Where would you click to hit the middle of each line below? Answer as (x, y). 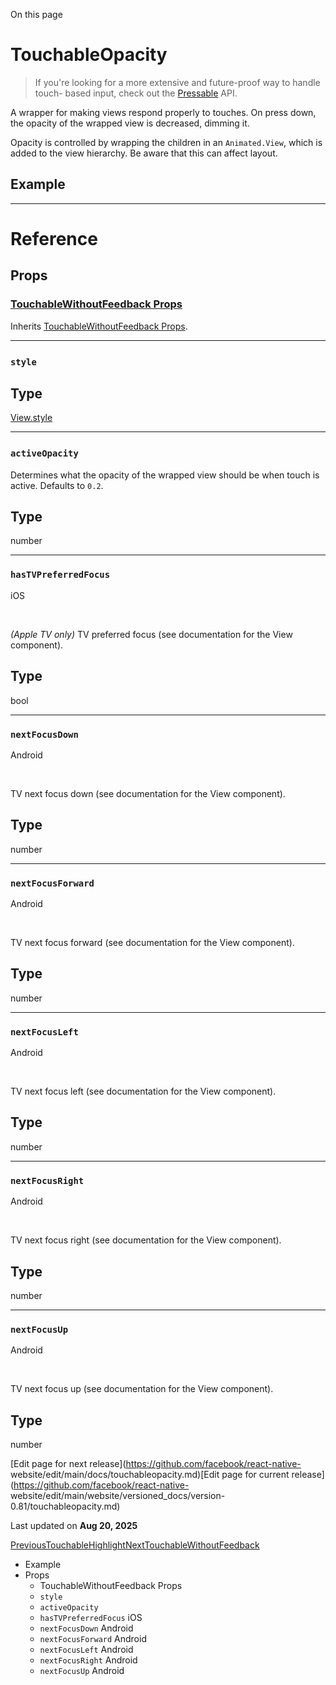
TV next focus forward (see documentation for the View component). (152, 942)
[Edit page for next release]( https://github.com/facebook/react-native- (156, 1464)
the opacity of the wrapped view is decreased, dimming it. (130, 123)
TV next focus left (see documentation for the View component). (143, 1091)
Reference (54, 238)
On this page (36, 14)
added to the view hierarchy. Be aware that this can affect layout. (144, 153)
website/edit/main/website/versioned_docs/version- (118, 1496)
